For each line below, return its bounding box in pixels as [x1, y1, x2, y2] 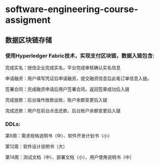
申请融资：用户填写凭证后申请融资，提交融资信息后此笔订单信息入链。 [5, 75, 152, 81]
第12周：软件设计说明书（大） [5, 143, 68, 150]
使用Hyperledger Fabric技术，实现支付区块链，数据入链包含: [5, 52, 154, 59]
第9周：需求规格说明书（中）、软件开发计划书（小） [5, 133, 112, 139]
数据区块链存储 [5, 35, 52, 44]
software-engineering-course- [5, 4, 138, 15]
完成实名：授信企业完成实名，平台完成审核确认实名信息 [5, 64, 121, 70]
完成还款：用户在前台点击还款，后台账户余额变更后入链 [5, 107, 121, 113]
